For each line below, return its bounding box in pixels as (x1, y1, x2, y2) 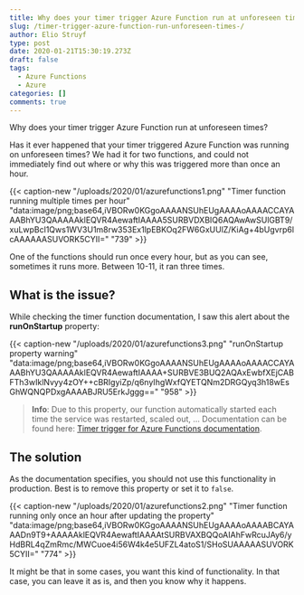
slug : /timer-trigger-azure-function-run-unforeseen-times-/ (9, 22, 245, 31)
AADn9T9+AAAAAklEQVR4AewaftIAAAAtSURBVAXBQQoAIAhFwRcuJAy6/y (9, 530, 292, 540)
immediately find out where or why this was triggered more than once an (9, 159, 280, 170)
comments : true (9, 97, 67, 107)
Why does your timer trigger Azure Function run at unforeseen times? (9, 122, 269, 133)
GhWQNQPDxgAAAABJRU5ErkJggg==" (9, 386, 159, 398)
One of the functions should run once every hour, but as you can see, (9, 251, 269, 262)
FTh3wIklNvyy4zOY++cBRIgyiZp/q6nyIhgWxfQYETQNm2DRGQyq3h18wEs (9, 377, 290, 388)
